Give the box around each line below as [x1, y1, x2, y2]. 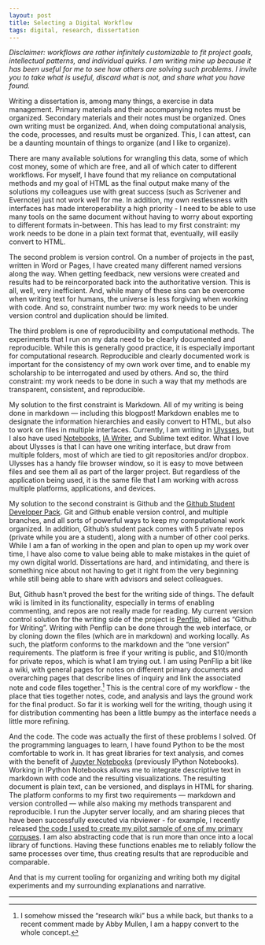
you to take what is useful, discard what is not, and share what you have [9, 72, 246, 83]
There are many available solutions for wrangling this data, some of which [9, 154, 248, 163]
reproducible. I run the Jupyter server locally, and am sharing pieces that [9, 807, 245, 817]
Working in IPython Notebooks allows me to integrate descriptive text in [9, 765, 241, 775]
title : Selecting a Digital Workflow [9, 19, 133, 27]
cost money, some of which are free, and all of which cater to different [9, 162, 237, 172]
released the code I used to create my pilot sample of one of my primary [9, 824, 243, 833]
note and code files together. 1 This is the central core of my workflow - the [9, 682, 251, 693]
